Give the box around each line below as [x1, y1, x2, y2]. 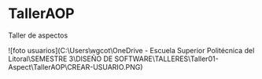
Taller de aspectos [8, 31, 68, 40]
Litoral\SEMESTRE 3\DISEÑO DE [8, 54, 113, 63]
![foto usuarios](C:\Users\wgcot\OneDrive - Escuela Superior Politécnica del [8, 45, 255, 55]
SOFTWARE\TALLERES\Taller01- [114, 54, 219, 63]
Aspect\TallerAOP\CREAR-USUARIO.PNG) [8, 62, 143, 71]
